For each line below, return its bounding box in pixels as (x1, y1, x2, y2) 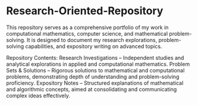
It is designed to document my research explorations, (26, 36, 158, 43)
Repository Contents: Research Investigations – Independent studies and (6, 54, 184, 61)
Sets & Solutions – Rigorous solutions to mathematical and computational (6, 66, 185, 74)
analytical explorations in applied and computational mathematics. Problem (6, 61, 190, 68)
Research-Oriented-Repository (6, 4, 164, 18)
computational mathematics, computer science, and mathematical (6, 30, 168, 37)
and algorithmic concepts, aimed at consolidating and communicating (6, 85, 177, 93)
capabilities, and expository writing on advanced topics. (25, 43, 162, 50)
